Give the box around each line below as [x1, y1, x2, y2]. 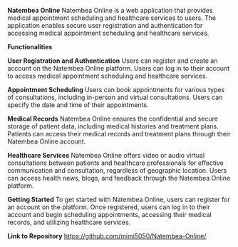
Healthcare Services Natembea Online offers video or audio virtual [7, 151, 205, 159]
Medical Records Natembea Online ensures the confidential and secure [7, 114, 219, 123]
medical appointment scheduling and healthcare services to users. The [7, 14, 216, 22]
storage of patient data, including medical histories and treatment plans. [7, 122, 219, 131]
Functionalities [7, 43, 53, 51]
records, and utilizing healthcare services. [7, 218, 131, 226]
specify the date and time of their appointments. [7, 101, 149, 109]
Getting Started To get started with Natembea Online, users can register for [7, 196, 230, 203]
